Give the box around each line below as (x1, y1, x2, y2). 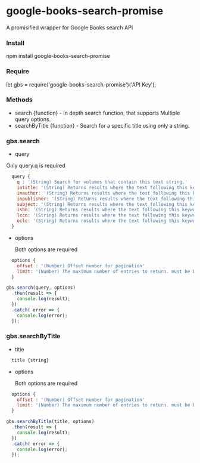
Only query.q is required (6, 162, 65, 169)
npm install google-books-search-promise (6, 53, 110, 60)
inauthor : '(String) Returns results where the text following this (17, 190, 190, 196)
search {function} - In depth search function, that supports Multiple (14, 109, 180, 116)
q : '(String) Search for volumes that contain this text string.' (17, 179, 187, 185)
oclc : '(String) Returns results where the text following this (17, 218, 180, 224)
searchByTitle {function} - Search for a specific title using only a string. (14, 122, 190, 129)
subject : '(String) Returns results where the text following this (17, 201, 187, 207)
